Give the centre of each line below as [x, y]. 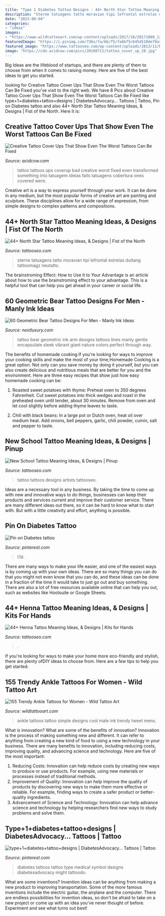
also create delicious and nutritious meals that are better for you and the [78, 370]
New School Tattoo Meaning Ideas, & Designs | [78, 441]
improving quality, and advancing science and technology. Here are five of [80, 751]
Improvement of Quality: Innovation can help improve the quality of [80, 782]
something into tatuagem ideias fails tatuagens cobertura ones [80, 176]
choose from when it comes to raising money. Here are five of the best [77, 70]
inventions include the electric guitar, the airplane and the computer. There [81, 892]
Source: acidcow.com [27, 161]
